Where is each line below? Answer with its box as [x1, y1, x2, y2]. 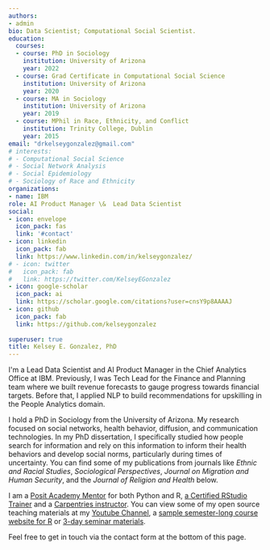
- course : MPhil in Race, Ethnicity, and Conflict [15, 117, 189, 125]
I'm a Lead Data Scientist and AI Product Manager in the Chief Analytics [8, 365, 247, 374]
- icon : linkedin [8, 238, 67, 246]
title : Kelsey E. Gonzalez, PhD [8, 343, 117, 351]
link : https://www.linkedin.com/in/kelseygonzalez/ [15, 252, 193, 260]
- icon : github [8, 305, 60, 313]
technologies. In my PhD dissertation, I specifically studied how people [8, 432, 243, 442]
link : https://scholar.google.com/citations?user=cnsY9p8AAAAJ [15, 298, 232, 306]
